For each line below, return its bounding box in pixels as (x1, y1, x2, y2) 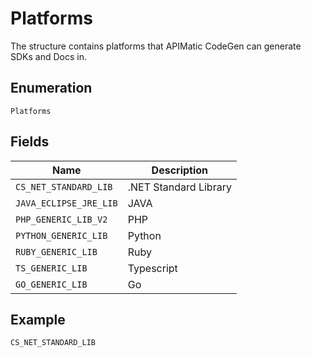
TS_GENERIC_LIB (15, 262, 88, 274)
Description (151, 163, 209, 177)
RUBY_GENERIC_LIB (15, 246, 98, 257)
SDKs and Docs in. (10, 50, 87, 62)
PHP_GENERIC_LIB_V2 (15, 213, 108, 225)
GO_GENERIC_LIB (15, 278, 88, 290)
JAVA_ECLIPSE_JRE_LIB (15, 197, 118, 209)
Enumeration (10, 80, 93, 97)
